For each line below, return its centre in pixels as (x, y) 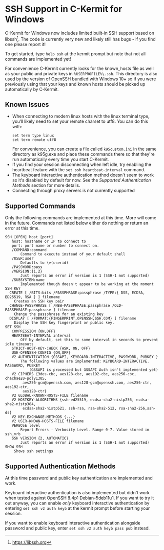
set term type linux (33, 136)
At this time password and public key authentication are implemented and (79, 478)
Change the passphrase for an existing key (59, 314)
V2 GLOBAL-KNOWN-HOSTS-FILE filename (50, 396)
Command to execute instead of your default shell (73, 254)
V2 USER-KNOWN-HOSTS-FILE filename (48, 421)
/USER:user (23, 259)
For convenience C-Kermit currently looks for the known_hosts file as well (79, 68)
